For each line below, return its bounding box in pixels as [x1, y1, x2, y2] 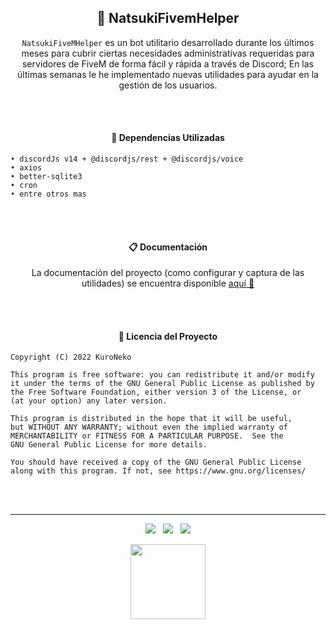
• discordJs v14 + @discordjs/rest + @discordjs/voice [10, 154, 244, 165]
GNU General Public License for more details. [10, 440, 208, 450]
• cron [10, 181, 38, 191]
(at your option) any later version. [10, 396, 168, 406]
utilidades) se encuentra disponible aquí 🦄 [81, 277, 255, 290]
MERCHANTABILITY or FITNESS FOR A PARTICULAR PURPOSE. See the [10, 431, 284, 441]
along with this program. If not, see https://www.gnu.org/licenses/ [10, 466, 307, 476]
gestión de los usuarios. [118, 79, 218, 91]
